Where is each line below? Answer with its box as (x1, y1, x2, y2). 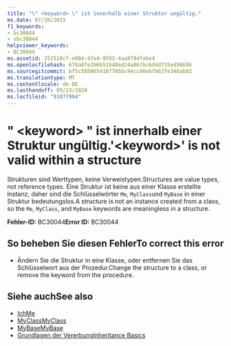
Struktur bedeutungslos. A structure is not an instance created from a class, (7, 197, 220, 205)
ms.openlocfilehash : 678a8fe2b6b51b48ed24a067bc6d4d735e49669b (7, 61, 192, 68)
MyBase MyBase (16, 323, 64, 332)
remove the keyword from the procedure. (16, 270, 134, 279)
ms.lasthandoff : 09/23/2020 (7, 87, 88, 94)
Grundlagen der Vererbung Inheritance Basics (16, 331, 146, 339)
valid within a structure (7, 152, 142, 168)
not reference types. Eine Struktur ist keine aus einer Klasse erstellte (7, 182, 201, 190)
